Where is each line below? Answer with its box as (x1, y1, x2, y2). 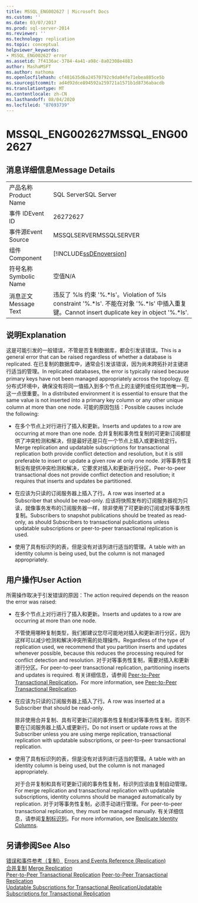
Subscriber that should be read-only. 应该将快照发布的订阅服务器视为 (14, 497, 183, 504)
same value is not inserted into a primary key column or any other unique (6, 397, 184, 404)
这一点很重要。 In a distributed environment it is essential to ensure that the (6, 390, 188, 397)
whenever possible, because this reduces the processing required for (14, 649, 184, 657)
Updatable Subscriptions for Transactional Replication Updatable (6, 883, 162, 891)
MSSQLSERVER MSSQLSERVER (52, 231, 140, 239)
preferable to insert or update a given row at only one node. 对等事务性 (14, 457, 187, 465)
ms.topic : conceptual (6, 42, 60, 48)
